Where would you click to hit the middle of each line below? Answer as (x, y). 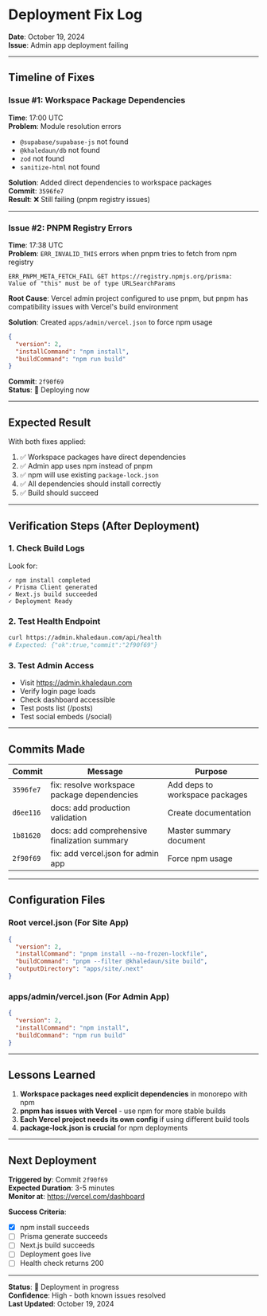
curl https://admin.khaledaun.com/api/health (85, 638)
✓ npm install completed (49, 580)
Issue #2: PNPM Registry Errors (70, 228)
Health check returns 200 (62, 1263)
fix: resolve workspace (93, 785)
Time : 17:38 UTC (36, 245)
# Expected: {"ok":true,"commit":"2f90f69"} (83, 645)
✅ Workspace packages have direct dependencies (103, 457)
